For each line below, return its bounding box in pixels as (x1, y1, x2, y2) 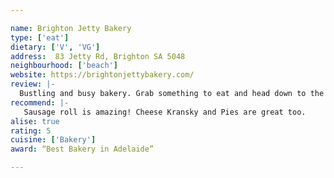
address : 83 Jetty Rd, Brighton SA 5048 (10, 51, 186, 61)
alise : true (10, 116, 60, 126)
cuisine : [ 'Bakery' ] (10, 135, 97, 145)
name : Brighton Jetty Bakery (10, 23, 132, 33)
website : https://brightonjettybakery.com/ (10, 70, 195, 80)
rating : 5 (10, 126, 52, 136)
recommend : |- (10, 97, 70, 108)
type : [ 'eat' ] (10, 32, 70, 43)
